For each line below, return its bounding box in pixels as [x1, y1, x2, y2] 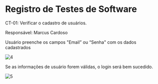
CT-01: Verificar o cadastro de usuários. [5, 20, 87, 26]
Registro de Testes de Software [5, 3, 137, 15]
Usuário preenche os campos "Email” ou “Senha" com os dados [5, 39, 137, 45]
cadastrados [5, 44, 31, 50]
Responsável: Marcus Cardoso [5, 29, 68, 35]
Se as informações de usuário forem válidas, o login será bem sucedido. [5, 64, 153, 70]
